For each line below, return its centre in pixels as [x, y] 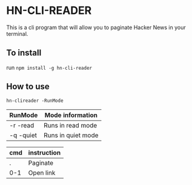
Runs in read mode [70, 125]
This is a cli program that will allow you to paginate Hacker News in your [96, 27]
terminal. [17, 33]
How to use [28, 86]
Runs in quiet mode [71, 135]
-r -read [22, 125]
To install [24, 53]
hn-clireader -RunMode [35, 101]
